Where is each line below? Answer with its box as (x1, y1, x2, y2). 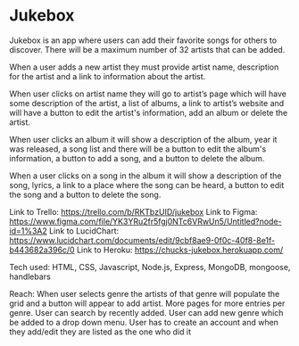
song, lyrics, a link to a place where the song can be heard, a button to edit (9, 179, 285, 190)
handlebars (9, 271, 51, 282)
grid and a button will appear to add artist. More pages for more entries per (9, 298, 286, 309)
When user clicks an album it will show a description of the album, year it (9, 134, 278, 144)
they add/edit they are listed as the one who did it (9, 326, 192, 337)
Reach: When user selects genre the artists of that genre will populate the (9, 288, 280, 299)
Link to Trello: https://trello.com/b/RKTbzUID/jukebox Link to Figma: (9, 206, 258, 217)
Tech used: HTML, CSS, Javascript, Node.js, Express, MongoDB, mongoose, (9, 261, 291, 272)
